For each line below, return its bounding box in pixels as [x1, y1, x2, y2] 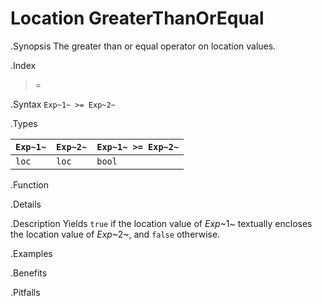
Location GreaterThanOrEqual [10, 7, 265, 30]
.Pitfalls [10, 286, 41, 298]
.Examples [10, 247, 53, 259]
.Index [10, 59, 37, 71]
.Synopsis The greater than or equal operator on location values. [10, 40, 277, 52]
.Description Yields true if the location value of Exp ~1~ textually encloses [10, 217, 313, 229]
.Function [10, 178, 50, 191]
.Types [10, 117, 38, 129]
